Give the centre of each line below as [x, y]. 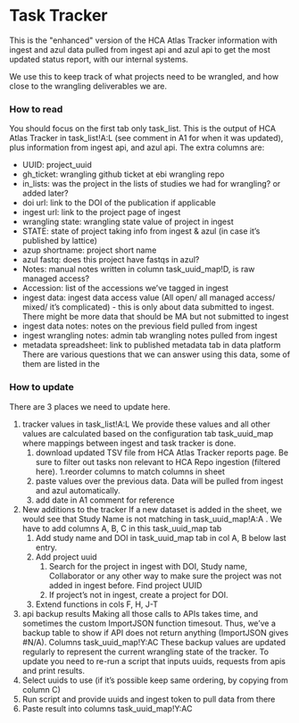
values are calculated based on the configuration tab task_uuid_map [148, 433]
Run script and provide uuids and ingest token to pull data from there [149, 699]
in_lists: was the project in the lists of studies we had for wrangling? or [151, 184]
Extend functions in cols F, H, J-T [97, 604]
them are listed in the [61, 364]
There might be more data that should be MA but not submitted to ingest [155, 317]
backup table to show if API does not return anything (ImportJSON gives [155, 632]
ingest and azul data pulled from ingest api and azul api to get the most [140, 49]
